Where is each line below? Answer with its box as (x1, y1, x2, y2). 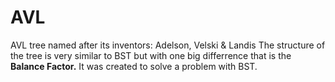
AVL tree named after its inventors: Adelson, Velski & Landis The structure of (10, 39, 326, 51)
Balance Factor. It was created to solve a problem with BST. (10, 60, 258, 72)
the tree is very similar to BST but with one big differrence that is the (10, 49, 292, 61)
